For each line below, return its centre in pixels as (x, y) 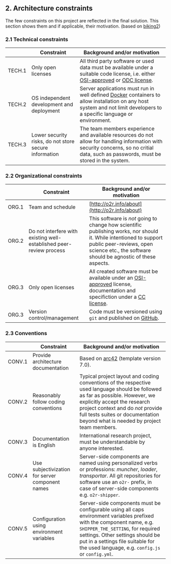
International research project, (116, 435)
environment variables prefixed (117, 516)
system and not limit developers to (121, 108)
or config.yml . (96, 554)
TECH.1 (17, 71)
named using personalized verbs (119, 463)
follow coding (49, 401)
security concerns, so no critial (117, 148)
